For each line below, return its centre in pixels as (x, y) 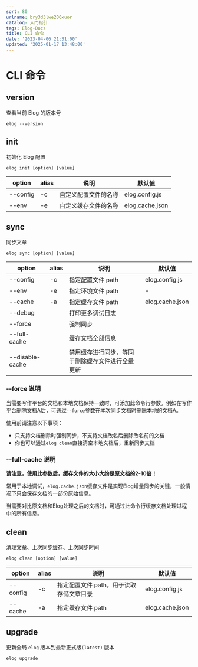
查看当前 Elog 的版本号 (34, 112)
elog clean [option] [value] (42, 558)
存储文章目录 (75, 594)
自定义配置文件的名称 (89, 194)
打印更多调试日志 (93, 313)
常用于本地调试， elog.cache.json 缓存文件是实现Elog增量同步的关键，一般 (96, 486)
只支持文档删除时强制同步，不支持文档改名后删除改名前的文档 (90, 435)
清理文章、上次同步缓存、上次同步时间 (52, 547)
